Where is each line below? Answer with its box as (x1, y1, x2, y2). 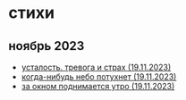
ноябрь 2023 (8, 38, 85, 54)
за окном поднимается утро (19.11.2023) (21, 81, 175, 91)
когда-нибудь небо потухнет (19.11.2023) (21, 71, 177, 82)
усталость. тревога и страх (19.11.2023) (21, 62, 172, 72)
